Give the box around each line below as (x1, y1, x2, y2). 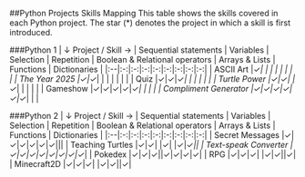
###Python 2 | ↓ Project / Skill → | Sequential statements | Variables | (9, 111, 271, 121)
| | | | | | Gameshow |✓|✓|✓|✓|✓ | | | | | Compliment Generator (16, 84, 249, 93)
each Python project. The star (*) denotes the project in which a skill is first (9, 17, 291, 28)
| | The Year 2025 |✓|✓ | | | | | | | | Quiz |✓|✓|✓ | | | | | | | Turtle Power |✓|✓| (9, 74, 291, 84)
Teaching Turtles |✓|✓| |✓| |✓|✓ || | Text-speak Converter (70, 140, 289, 150)
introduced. (9, 27, 53, 37)
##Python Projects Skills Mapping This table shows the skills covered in (9, 8, 279, 18)
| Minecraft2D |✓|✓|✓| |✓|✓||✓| (9, 159, 132, 169)
